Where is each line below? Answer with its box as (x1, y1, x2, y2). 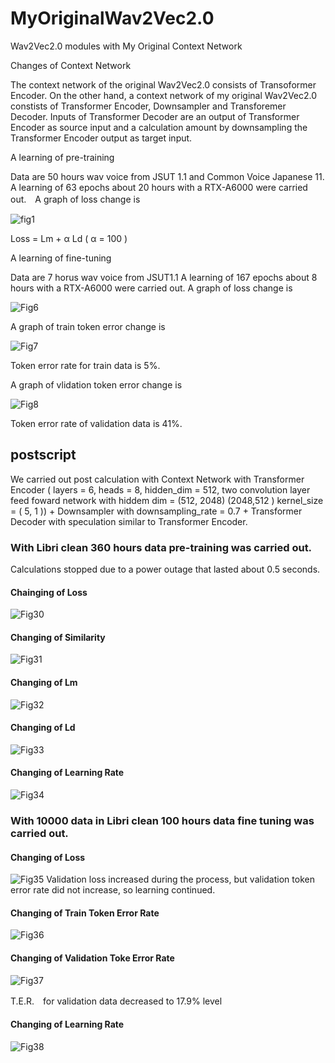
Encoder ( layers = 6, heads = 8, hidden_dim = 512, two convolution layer (10, 483, 311, 496)
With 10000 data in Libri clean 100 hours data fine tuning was (10, 813, 315, 827)
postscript (10, 447, 77, 464)
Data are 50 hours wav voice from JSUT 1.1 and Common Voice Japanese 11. (10, 170, 325, 182)
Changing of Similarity (10, 631, 106, 643)
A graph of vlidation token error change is (10, 378, 183, 391)
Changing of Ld (10, 722, 76, 734)
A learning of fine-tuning (10, 252, 112, 264)
